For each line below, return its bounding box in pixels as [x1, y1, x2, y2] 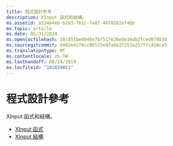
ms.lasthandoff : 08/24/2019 [6, 59, 77, 65]
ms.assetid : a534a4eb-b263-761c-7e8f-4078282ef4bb [6, 20, 135, 26]
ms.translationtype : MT [6, 48, 66, 54]
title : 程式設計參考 [6, 8, 52, 15]
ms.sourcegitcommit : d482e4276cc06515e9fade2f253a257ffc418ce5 [6, 42, 168, 48]
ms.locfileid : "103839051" [6, 64, 74, 71]
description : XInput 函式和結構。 [6, 14, 87, 20]
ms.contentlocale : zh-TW [6, 53, 68, 59]
